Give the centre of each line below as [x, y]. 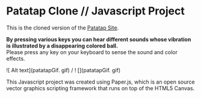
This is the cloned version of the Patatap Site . [63, 28]
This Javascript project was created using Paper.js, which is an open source [100, 82]
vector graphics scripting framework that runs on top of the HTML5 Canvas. [100, 88]
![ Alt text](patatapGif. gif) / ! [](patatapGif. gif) [63, 70]
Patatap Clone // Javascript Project [95, 11]
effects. [16, 58]
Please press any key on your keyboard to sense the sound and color [92, 52]
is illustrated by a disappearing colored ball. [62, 46]
